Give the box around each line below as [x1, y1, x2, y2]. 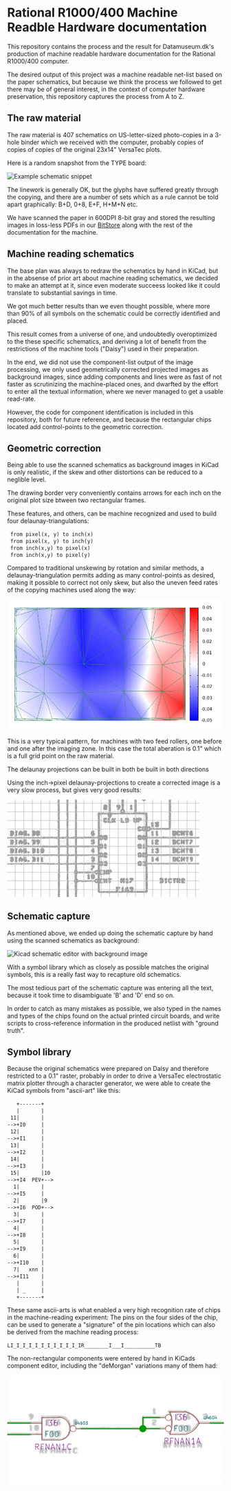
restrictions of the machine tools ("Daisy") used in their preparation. [7, 344, 199, 353]
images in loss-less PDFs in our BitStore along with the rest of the [7, 221, 193, 229]
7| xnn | [13, 1266, 45, 1274]
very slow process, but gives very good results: [7, 785, 142, 794]
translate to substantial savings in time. [7, 288, 118, 297]
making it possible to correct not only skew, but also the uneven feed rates [7, 578, 219, 587]
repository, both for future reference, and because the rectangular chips [7, 415, 212, 424]
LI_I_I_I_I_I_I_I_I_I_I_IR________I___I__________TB [7, 1342, 162, 1350]
